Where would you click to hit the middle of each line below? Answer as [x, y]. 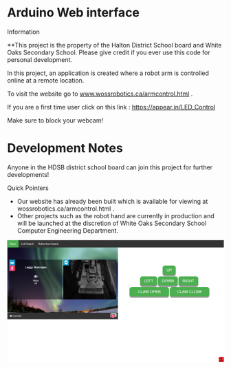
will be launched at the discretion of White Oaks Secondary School [112, 223]
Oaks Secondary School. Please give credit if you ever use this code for [109, 52]
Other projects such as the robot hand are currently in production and [115, 215]
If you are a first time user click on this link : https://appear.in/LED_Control [111, 107]
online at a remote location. [46, 80]
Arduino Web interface [73, 13]
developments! [28, 174]
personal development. [40, 59]
